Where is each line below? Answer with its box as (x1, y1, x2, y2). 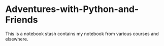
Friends (5, 14, 38, 25)
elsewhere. (5, 36, 28, 42)
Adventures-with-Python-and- (5, 3, 139, 15)
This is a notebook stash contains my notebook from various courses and (5, 30, 159, 36)
